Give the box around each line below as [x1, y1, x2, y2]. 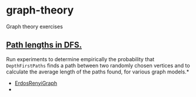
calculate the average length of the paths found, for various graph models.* [6, 68, 190, 75]
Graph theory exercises [6, 23, 63, 30]
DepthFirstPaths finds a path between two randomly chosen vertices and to [6, 62, 190, 69]
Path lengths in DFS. [6, 40, 82, 50]
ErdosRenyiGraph [14, 79, 58, 86]
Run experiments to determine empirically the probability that [6, 55, 155, 62]
